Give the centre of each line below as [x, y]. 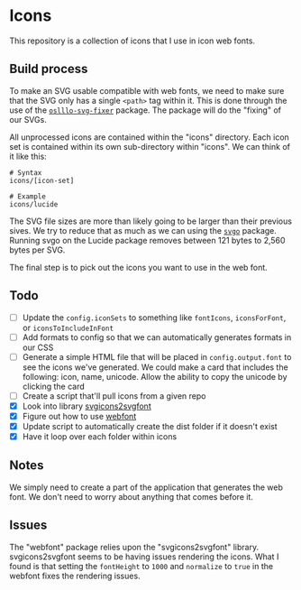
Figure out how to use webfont [79, 416]
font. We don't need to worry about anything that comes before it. [132, 496]
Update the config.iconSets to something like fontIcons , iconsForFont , [154, 318]
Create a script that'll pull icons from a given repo [114, 396]
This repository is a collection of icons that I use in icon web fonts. [132, 41]
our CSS [38, 347]
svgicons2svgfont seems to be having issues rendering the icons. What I [144, 557]
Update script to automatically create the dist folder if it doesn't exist [150, 426]
